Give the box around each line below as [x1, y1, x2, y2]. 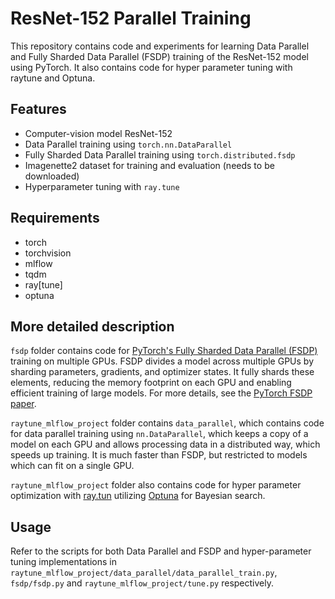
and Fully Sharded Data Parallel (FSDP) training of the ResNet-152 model [10, 50, 309, 62]
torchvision [24, 247, 72, 259]
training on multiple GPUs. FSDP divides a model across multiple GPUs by [10, 355, 315, 367]
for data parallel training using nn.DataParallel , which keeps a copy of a [10, 428, 309, 440]
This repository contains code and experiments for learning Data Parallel [10, 40, 310, 52]
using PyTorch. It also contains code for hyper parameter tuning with [10, 61, 293, 73]
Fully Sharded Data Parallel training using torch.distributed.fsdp [24, 148, 296, 161]
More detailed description [10, 318, 175, 335]
